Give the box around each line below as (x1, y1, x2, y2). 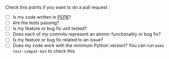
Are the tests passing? (12, 20, 60, 26)
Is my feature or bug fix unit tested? (12, 25, 87, 32)
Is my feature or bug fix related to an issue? (12, 37, 103, 43)
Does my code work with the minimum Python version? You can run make (12, 42, 164, 48)
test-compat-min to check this (12, 48, 75, 54)
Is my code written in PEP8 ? (12, 14, 71, 20)
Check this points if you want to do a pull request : (5, 5, 110, 10)
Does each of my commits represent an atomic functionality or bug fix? (12, 31, 161, 37)
